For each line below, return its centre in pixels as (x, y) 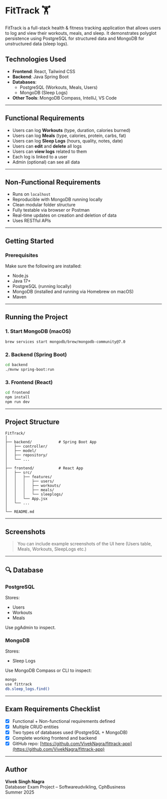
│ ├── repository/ (27, 455)
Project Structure (32, 422)
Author (16, 769)
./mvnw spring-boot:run (30, 369)
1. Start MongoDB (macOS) (38, 331)
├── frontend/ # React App (44, 468)
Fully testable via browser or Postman (51, 210)
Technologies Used (36, 60)
